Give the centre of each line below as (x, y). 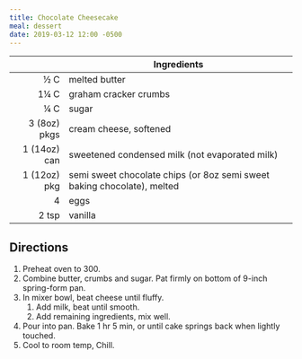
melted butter (97, 80)
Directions (39, 247)
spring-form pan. (54, 288)
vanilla (82, 215)
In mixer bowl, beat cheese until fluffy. (93, 298)
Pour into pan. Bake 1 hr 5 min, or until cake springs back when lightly (151, 326)
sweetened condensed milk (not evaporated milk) (173, 155)
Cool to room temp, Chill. (68, 346)
